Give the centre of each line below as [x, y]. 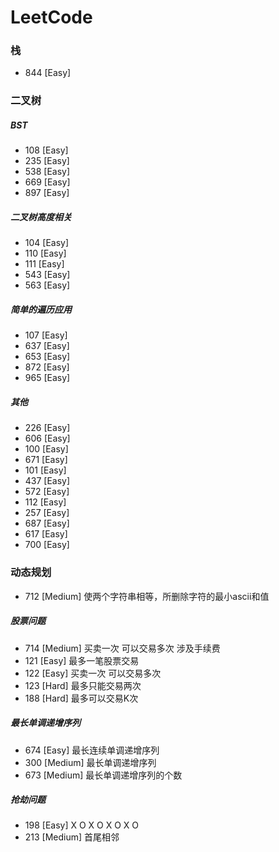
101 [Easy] [45, 470]
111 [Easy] [44, 264]
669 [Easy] [47, 182]
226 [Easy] [47, 428]
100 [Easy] [46, 449]
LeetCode [51, 17]
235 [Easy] [47, 161]
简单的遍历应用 [41, 309]
